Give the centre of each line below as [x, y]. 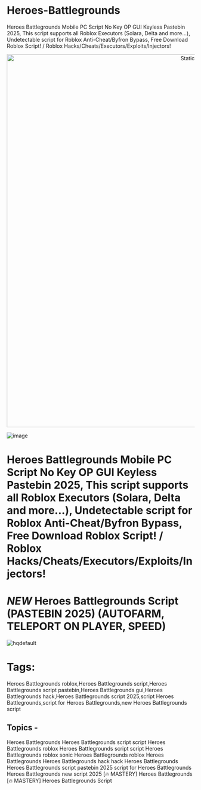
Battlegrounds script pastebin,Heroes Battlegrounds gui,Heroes [85, 690]
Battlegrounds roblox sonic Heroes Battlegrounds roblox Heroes [85, 755]
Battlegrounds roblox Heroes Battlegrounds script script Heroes [85, 748]
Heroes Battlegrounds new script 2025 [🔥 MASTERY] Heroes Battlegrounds [100, 774]
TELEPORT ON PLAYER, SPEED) [86, 627]
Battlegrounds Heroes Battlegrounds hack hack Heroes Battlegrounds [92, 761]
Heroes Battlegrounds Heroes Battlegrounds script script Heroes [86, 742]
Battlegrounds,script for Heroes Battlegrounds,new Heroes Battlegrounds [97, 703]
